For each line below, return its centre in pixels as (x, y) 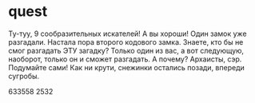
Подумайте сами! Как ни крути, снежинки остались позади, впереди (127, 67)
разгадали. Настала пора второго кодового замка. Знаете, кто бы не (126, 42)
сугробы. (24, 76)
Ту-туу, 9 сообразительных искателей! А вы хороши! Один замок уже (127, 34)
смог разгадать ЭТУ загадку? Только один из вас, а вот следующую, (126, 50)
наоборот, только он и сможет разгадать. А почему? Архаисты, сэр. (125, 59)
